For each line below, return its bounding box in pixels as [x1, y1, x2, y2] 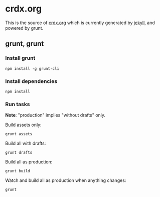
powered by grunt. [5, 25, 44, 31]
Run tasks [5, 101, 30, 108]
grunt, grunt [5, 40, 44, 48]
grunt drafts [5, 150, 33, 155]
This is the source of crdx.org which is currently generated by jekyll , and [5, 20, 155, 26]
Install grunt [5, 55, 36, 62]
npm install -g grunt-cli [5, 66, 59, 71]
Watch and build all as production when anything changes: [5, 177, 126, 183]
